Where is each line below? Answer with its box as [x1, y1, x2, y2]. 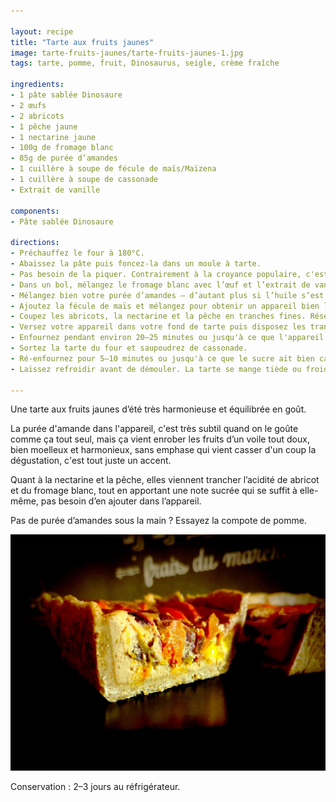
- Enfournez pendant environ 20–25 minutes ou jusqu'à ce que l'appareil [10, 333, 325, 343]
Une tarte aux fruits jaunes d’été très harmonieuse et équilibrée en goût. [10, 403, 307, 415]
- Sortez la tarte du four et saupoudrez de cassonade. [10, 343, 248, 353]
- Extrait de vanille [10, 185, 101, 195]
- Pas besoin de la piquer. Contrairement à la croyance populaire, [10, 269, 302, 279]
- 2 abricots [10, 111, 65, 121]
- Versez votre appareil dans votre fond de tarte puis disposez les [10, 322, 307, 332]
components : [10, 206, 60, 216]
